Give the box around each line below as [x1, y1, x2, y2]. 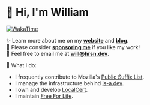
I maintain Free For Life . [14, 92, 74, 100]
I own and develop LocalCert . [14, 86, 88, 93]
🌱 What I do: [6, 61, 37, 68]
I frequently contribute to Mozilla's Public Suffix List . [14, 73, 145, 80]
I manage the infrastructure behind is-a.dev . [14, 79, 124, 86]
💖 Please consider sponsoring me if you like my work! [6, 43, 140, 50]
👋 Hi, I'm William [6, 5, 89, 19]
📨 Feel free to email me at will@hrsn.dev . [6, 50, 110, 57]
